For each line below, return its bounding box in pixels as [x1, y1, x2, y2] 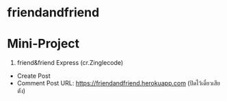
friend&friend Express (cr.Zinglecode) [16, 59, 124, 67]
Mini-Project [7, 36, 80, 52]
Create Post [16, 72, 51, 80]
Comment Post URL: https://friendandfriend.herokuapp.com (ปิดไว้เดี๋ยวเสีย [16, 79, 220, 87]
